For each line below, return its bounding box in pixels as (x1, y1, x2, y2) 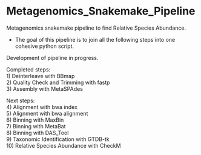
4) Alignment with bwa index (6, 103, 77, 110)
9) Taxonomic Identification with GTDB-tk (6, 135, 110, 143)
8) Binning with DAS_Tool (6, 129, 69, 136)
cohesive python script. (15, 42, 74, 50)
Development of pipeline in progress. (6, 54, 99, 61)
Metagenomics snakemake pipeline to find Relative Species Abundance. (6, 24, 186, 31)
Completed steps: (6, 65, 51, 73)
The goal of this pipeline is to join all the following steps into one (15, 36, 176, 43)
